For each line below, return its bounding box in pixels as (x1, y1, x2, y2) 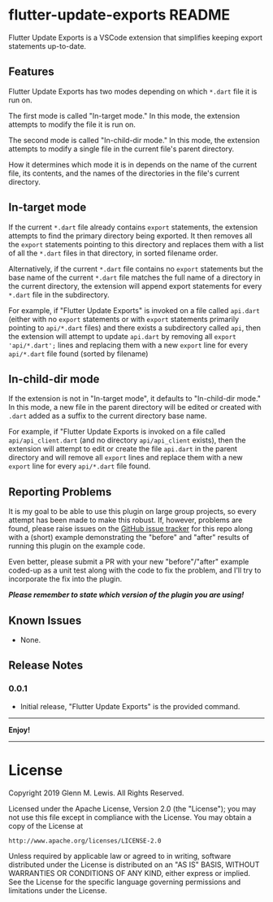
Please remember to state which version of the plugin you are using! (8, 590, 245, 599)
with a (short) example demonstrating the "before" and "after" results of (8, 533, 249, 543)
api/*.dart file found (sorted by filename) (8, 348, 149, 359)
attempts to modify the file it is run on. (8, 120, 136, 129)
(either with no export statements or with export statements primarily (8, 314, 240, 324)
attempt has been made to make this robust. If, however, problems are (8, 515, 243, 525)
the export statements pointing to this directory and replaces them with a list (8, 239, 264, 249)
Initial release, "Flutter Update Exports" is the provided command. (19, 701, 240, 711)
